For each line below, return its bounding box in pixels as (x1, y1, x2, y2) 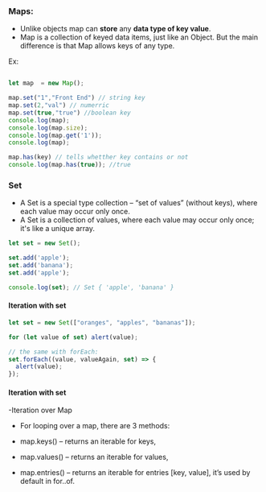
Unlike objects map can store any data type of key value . (19, 24, 211, 34)
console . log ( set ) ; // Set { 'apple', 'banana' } (8, 283, 174, 291)
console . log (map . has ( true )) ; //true (8, 161, 131, 169)
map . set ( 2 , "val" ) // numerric (8, 101, 110, 110)
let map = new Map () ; (8, 79, 84, 88)
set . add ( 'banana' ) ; (8, 262, 74, 270)
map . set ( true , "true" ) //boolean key (8, 109, 131, 117)
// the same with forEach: (8, 348, 99, 356)
